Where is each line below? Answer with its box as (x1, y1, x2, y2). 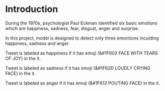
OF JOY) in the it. (5, 55, 41, 61)
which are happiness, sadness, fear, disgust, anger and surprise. (5, 25, 139, 31)
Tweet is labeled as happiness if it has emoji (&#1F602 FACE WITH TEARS (5, 50, 158, 56)
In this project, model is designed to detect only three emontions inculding (5, 35, 159, 41)
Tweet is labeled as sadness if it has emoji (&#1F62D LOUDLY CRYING (5, 65, 151, 71)
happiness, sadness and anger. (5, 40, 70, 46)
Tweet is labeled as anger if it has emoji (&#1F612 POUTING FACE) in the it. (5, 80, 160, 86)
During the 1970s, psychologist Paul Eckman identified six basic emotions (5, 20, 157, 26)
